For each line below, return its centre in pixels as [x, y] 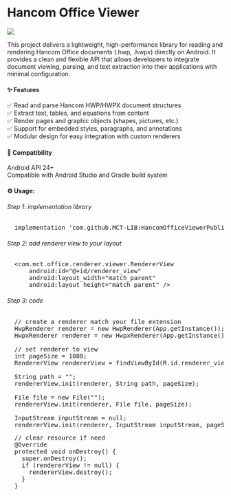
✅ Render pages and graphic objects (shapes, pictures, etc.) [93, 121]
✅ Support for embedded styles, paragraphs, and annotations [95, 129]
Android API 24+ [31, 168]
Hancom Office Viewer [73, 13]
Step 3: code [25, 300]
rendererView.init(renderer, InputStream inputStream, [109, 425]
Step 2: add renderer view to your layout [64, 243]
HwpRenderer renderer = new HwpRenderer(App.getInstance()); [119, 328]
